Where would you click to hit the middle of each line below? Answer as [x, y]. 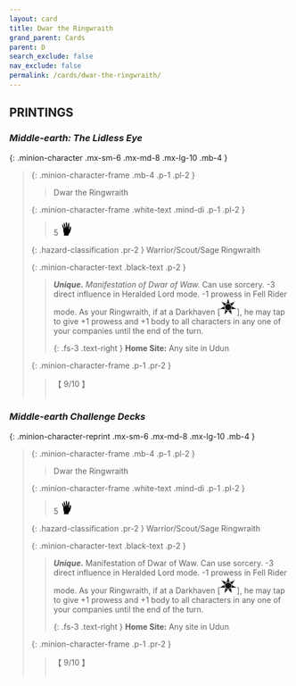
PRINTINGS [41, 113]
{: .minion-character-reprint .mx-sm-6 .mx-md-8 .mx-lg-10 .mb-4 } [132, 436]
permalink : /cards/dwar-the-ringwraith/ [86, 76]
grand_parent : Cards [48, 38]
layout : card [33, 19]
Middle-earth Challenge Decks [78, 417]
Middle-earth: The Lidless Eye [76, 138]
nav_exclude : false [45, 66]
